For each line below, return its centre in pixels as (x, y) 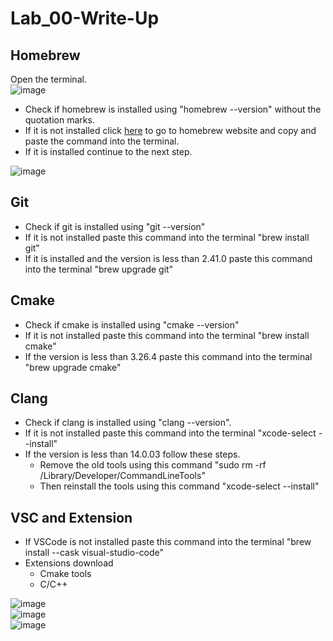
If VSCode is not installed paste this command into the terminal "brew (168, 542)
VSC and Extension (71, 517)
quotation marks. (59, 120)
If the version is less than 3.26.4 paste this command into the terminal (168, 356)
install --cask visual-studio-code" (94, 553)
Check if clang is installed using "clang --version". (128, 423)
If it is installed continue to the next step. (108, 151)
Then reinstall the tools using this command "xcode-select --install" (179, 486)
